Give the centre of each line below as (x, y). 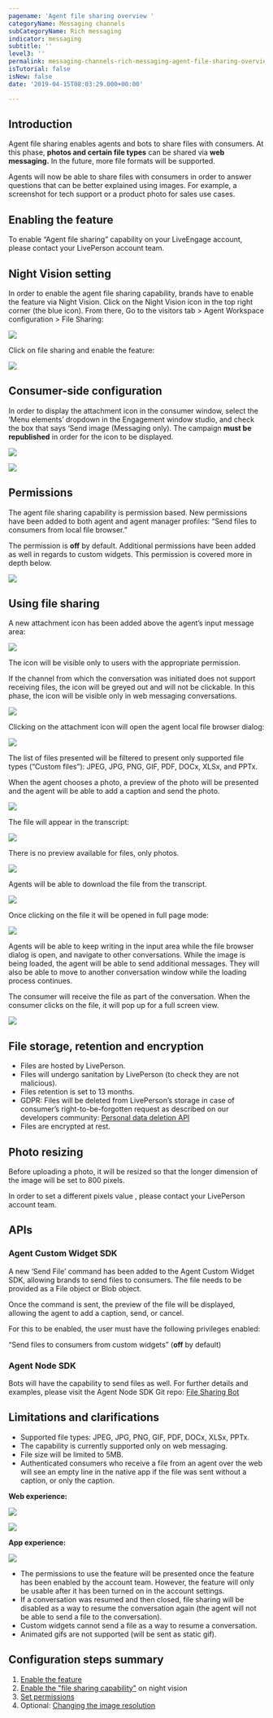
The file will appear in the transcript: (69, 822)
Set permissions (47, 1696)
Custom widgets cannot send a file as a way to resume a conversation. (139, 1625)
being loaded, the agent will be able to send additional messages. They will (134, 964)
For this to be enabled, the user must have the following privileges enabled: (134, 1329)
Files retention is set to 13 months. (78, 1092)
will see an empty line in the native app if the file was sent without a (133, 1471)
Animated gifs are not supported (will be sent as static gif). (118, 1634)
